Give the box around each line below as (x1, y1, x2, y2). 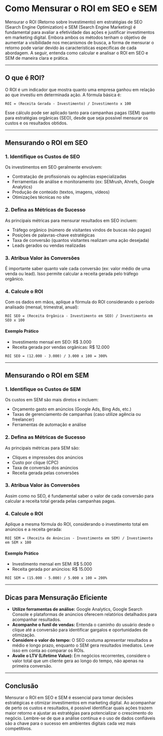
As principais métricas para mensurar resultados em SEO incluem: (5, 217, 138, 223)
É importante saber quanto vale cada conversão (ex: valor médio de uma (5, 266, 150, 272)
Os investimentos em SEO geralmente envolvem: (5, 164, 103, 170)
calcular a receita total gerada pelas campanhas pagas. (5, 498, 116, 504)
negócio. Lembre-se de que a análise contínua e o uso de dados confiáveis (5, 715, 156, 721)
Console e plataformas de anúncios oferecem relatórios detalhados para (12, 612, 157, 617)
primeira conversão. (12, 663, 52, 669)
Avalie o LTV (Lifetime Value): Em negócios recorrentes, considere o (12, 653, 150, 659)
